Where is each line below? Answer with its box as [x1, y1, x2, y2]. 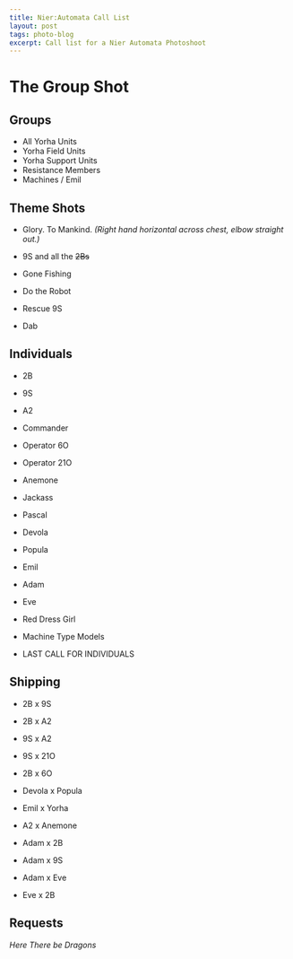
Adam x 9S [22, 854, 64, 866]
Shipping [9, 675, 61, 690]
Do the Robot [22, 286, 72, 297]
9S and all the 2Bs [22, 251, 90, 262]
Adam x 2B [22, 837, 64, 848]
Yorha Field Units [22, 145, 86, 157]
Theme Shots [9, 200, 86, 215]
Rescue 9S [22, 303, 63, 314]
